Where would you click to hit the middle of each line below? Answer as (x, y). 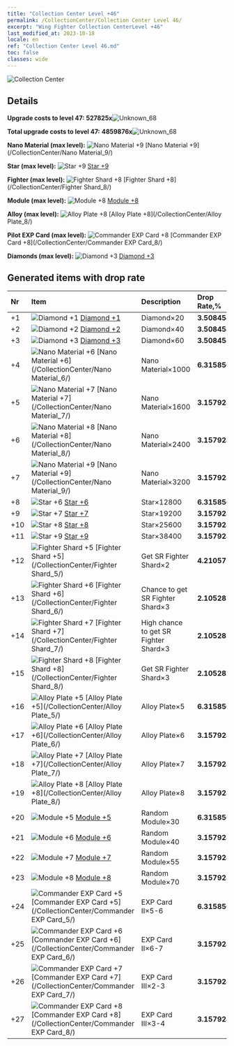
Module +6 (93, 838)
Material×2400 (166, 444)
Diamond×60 (163, 341)
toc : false (23, 53)
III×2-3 (153, 986)
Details (23, 101)
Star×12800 (162, 502)
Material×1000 (166, 370)
